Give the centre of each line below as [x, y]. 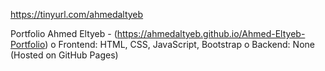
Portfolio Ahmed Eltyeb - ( [64, 33]
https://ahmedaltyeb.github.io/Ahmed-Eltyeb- [211, 33]
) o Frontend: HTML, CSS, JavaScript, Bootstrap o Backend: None [179, 44]
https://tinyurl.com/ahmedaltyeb [77, 14]
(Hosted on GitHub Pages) [64, 55]
